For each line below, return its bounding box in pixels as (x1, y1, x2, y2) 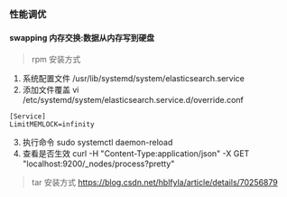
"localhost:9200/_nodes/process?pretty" (22, 158, 175, 169)
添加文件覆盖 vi (22, 84, 79, 96)
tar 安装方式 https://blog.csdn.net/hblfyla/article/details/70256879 (31, 177, 278, 188)
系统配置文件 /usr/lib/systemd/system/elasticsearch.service (22, 73, 245, 84)
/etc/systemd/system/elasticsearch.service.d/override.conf (22, 95, 244, 106)
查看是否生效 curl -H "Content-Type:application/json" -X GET (22, 148, 250, 159)
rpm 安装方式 (31, 54, 81, 65)
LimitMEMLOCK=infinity (9, 120, 95, 129)
